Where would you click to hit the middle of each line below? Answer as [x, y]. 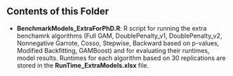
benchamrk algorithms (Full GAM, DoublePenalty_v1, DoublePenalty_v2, [119, 36]
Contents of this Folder [58, 12]
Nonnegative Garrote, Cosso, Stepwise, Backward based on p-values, [118, 43]
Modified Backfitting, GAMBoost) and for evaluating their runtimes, [113, 50]
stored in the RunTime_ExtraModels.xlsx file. [83, 65]
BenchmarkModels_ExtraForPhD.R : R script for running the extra [112, 28]
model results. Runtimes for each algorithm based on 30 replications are [121, 58]
